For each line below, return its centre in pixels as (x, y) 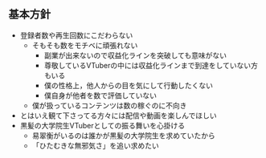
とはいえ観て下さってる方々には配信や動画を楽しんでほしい (118, 115)
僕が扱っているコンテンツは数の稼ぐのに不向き (109, 105)
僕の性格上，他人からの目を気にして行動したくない (128, 85)
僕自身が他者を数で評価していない (100, 95)
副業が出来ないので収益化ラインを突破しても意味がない (135, 55)
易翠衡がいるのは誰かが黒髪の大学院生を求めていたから (123, 136)
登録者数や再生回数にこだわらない (76, 35)
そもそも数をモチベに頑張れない (85, 45)
